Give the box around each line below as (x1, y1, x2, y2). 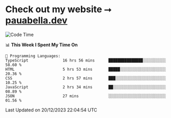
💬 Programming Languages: (5, 53, 60, 58)
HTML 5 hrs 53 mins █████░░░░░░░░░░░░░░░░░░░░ (5, 67, 166, 72)
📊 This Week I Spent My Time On (5, 42, 78, 48)
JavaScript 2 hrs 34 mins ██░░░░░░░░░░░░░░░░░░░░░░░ (5, 84, 166, 90)
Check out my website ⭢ (5, 4, 112, 15)
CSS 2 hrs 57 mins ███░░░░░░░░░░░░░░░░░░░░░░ (5, 75, 166, 81)
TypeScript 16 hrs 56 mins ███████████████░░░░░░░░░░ (5, 57, 166, 63)
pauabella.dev (5, 15, 68, 26)
